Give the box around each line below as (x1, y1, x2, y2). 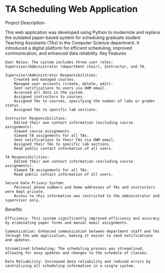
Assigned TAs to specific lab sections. (14, 107, 98, 112)
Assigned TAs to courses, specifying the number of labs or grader (14, 99, 155, 103)
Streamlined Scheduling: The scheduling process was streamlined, (5, 246, 144, 251)
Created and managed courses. (14, 77, 76, 82)
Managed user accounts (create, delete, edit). (14, 81, 113, 86)
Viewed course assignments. (14, 129, 71, 134)
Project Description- (5, 20, 46, 26)
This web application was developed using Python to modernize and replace (5, 29, 161, 35)
